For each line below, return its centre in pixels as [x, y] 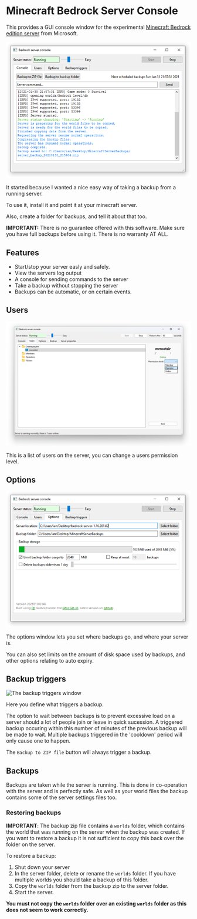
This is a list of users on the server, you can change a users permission [92, 455]
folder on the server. [31, 844]
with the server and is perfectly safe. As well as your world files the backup [97, 791]
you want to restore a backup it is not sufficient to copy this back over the [95, 838]
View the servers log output [48, 273]
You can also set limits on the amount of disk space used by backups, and [96, 654]
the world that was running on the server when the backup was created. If [96, 832]
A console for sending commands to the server [72, 279]
